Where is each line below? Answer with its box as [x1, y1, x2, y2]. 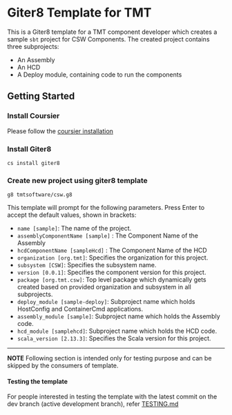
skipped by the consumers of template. [7, 361, 119, 370]
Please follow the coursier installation [7, 126, 114, 135]
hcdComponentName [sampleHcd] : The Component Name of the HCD [17, 247, 207, 255]
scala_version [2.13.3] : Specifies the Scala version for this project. [17, 334, 212, 342]
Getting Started [7, 90, 75, 102]
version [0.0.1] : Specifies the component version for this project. [17, 268, 206, 277]
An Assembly [17, 55, 55, 64]
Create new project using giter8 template [7, 175, 148, 185]
